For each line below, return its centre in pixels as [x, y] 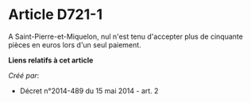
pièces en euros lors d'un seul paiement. [75, 44]
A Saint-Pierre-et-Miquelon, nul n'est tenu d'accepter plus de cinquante [126, 36]
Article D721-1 [56, 15]
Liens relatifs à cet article [51, 60]
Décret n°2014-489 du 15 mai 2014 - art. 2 [89, 91]
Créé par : [24, 75]
